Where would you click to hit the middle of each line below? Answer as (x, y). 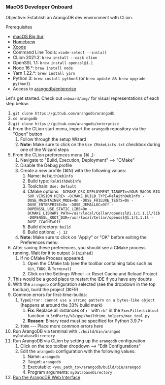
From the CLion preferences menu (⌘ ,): (54, 155)
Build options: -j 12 (48, 232)
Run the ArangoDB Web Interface (47, 378)
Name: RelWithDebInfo (50, 176)
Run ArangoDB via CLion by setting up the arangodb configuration (79, 341)
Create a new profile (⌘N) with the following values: (73, 171)
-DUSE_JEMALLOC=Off (89, 205)
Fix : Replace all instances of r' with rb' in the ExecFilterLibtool (93, 310)
